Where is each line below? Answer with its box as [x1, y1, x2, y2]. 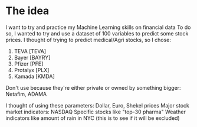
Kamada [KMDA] [14, 73, 55, 80]
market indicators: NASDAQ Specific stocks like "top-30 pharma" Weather [5, 108, 186, 115]
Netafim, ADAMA [5, 90, 47, 97]
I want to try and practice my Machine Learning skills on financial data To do [5, 24, 191, 31]
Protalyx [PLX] [14, 66, 50, 73]
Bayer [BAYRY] [14, 54, 51, 61]
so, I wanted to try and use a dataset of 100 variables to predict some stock [5, 30, 189, 37]
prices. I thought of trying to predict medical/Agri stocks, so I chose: [5, 36, 172, 43]
